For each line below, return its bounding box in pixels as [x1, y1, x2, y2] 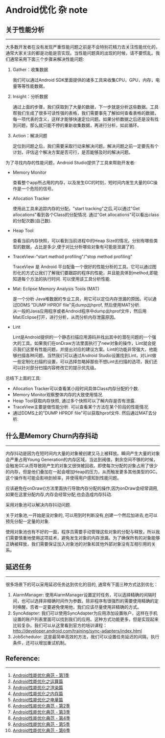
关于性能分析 [5, 25, 45, 34]
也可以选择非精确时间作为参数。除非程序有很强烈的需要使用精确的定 [21, 598, 159, 604]
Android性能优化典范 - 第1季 [12, 672, 70, 678]
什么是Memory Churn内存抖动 [5, 432, 98, 440]
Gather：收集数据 [12, 67, 48, 72]
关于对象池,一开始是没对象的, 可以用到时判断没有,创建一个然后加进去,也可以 [5, 512, 158, 518]
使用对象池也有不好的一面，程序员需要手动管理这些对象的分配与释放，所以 [5, 528, 156, 534]
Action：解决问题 [12, 133, 48, 139]
